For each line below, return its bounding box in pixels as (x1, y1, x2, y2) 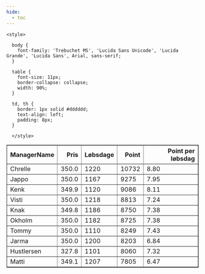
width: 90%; (17, 85, 48, 91)
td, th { (12, 101, 34, 107)
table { (12, 68, 32, 75)
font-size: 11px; (17, 74, 62, 80)
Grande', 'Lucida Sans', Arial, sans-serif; (6, 52, 121, 59)
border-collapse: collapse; (17, 79, 88, 85)
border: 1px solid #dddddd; (17, 106, 88, 112)
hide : (6, 9, 20, 15)
